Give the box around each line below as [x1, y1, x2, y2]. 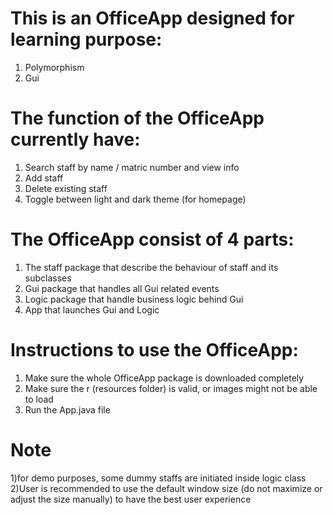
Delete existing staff [24, 182, 108, 194]
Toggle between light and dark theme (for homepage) [24, 193, 247, 205]
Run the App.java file [24, 403, 111, 416]
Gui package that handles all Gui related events [24, 282, 220, 294]
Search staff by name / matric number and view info [24, 161, 240, 173]
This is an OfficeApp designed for [10, 7, 295, 30]
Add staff [24, 172, 64, 184]
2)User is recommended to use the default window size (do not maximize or [10, 482, 323, 494]
